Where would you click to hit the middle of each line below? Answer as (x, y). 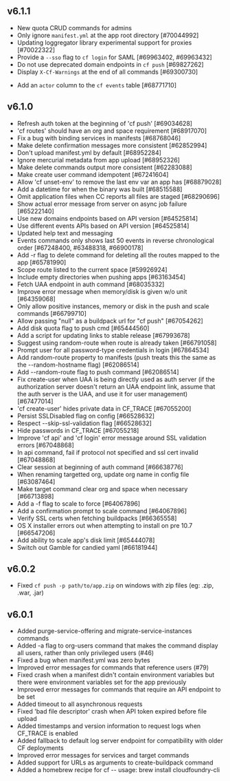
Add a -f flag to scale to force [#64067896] (79, 503)
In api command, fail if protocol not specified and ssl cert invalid (108, 452)
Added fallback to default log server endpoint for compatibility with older (120, 741)
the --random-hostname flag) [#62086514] (78, 365)
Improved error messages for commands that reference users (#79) (113, 667)
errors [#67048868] (45, 445)
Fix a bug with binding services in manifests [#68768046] (99, 138)
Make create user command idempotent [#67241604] (93, 174)
